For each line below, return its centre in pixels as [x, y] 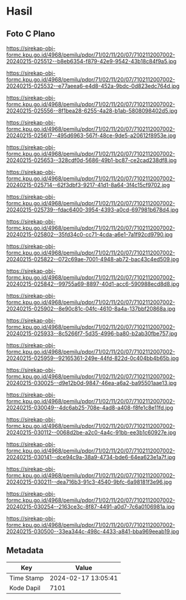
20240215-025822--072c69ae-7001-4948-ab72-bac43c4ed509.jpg [93, 259]
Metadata [25, 550]
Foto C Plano [31, 34]
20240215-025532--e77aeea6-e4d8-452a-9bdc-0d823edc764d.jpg [93, 86]
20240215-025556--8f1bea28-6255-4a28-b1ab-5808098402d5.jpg [92, 111]
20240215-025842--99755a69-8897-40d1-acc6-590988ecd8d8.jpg [93, 284]
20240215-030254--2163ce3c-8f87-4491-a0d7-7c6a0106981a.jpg [91, 506]
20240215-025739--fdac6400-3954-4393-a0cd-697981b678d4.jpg [92, 210]
